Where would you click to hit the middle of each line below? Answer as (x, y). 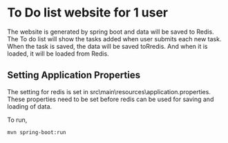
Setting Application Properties (74, 75)
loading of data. (30, 106)
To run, (17, 120)
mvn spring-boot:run (37, 132)
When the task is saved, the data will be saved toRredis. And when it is (107, 46)
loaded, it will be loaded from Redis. (58, 54)
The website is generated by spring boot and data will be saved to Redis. (111, 32)
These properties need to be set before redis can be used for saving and (111, 99)
